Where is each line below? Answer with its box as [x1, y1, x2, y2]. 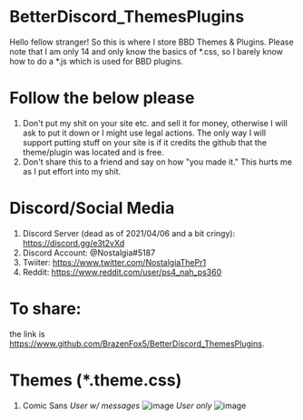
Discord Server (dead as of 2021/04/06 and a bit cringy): [22, 227, 236, 238]
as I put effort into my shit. [22, 165, 121, 176]
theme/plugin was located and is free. [22, 146, 165, 157]
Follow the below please [9, 88, 195, 108]
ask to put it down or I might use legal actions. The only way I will [22, 127, 266, 138]
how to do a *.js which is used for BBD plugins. [9, 55, 184, 66]
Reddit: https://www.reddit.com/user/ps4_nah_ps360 [22, 266, 222, 277]
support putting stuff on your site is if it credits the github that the [22, 136, 268, 147]
